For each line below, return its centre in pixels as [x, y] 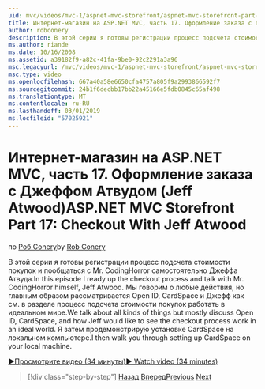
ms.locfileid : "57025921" [50, 119]
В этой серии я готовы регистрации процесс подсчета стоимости [119, 262]
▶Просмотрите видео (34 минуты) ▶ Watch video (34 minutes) [113, 361]
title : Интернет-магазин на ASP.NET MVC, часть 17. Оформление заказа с [130, 23]
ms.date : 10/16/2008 [42, 52]
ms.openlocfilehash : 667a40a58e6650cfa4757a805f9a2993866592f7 [114, 81]
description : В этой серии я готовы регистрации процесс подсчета [119, 38]
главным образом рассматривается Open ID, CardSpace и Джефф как [126, 295]
